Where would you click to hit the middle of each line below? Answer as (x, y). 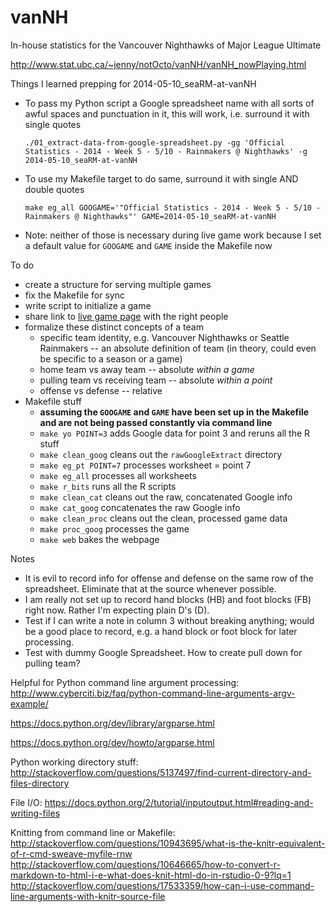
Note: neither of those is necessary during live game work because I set (173, 235)
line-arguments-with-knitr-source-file (88, 896)
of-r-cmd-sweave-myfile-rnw (71, 853)
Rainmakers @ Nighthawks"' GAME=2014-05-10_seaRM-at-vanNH (150, 216)
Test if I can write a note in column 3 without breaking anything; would (169, 620)
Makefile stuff (53, 401)
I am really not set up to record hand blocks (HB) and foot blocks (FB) (168, 599)
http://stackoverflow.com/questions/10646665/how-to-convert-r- (145, 864)
